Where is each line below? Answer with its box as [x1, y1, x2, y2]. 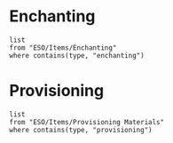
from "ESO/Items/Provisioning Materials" [9, 117, 165, 126]
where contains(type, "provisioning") [9, 125, 153, 134]
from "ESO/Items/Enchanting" [9, 43, 117, 52]
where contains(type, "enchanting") [9, 51, 145, 60]
